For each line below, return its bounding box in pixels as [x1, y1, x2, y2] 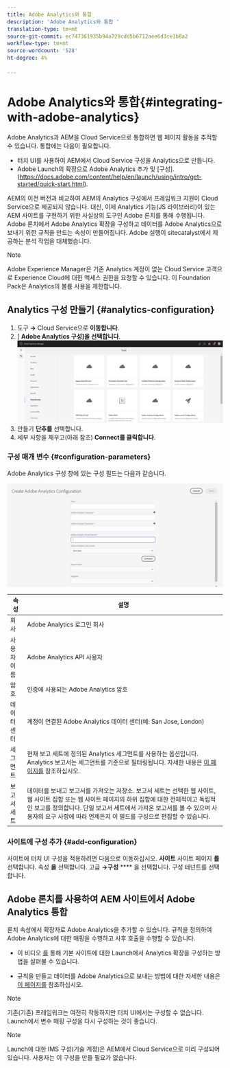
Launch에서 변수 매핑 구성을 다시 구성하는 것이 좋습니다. [7, 1017, 157, 1025]
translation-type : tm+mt [7, 25, 78, 32]
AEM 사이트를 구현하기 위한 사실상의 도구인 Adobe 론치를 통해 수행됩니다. [7, 211, 205, 219]
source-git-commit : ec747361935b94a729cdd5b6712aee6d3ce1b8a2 [7, 33, 188, 40]
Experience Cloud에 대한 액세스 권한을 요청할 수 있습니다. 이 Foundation [14, 273, 211, 282]
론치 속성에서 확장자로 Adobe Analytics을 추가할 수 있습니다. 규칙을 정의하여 [7, 926, 212, 934]
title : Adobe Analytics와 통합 [7, 11, 92, 18]
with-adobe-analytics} [7, 109, 140, 125]
